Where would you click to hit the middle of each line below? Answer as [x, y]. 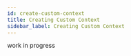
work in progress [31, 46]
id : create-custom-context [46, 13]
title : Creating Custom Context [53, 20]
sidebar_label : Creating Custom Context [66, 26]
